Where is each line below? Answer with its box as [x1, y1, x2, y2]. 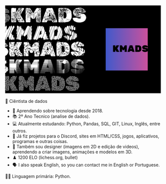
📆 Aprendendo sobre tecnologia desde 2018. [12, 107, 104, 114]
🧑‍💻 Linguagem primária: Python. [5, 173, 71, 179]
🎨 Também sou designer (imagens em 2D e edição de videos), [12, 143, 139, 149]
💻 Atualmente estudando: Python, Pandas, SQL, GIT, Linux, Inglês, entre [12, 121, 161, 127]
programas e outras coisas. [12, 138, 68, 144]
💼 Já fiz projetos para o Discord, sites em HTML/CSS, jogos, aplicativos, [12, 133, 160, 139]
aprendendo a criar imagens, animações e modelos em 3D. [12, 149, 132, 155]
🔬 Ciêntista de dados [5, 98, 48, 104]
